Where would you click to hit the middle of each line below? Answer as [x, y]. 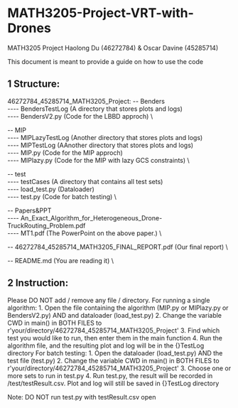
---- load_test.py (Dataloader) [51, 189]
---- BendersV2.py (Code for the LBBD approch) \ [80, 116]
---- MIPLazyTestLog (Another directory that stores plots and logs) [105, 137]
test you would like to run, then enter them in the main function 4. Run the [115, 338]
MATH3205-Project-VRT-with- [101, 13]
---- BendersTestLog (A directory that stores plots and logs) [95, 109]
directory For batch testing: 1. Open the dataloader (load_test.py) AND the [115, 353]
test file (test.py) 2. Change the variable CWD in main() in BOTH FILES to [113, 360]
